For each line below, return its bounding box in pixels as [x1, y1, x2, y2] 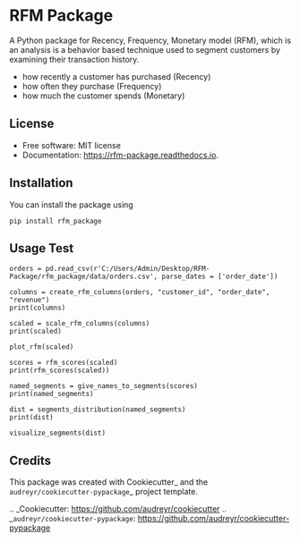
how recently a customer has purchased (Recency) [21, 71, 211, 81]
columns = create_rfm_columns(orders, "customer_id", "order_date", [9, 288, 270, 297]
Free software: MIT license [21, 140, 121, 150]
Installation [9, 175, 73, 191]
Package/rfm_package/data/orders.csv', [9, 272, 159, 282]
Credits [9, 453, 52, 468]
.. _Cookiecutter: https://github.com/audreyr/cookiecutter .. [9, 504, 227, 514]
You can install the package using [9, 199, 134, 210]
